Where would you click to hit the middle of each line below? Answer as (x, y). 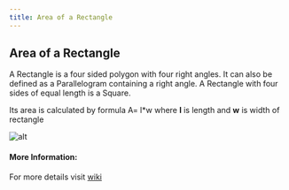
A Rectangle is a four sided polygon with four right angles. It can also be (141, 74)
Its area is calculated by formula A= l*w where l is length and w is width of (144, 110)
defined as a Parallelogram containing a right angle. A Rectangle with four (144, 84)
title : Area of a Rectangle (61, 17)
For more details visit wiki (55, 177)
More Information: (43, 157)
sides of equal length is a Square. (70, 93)
